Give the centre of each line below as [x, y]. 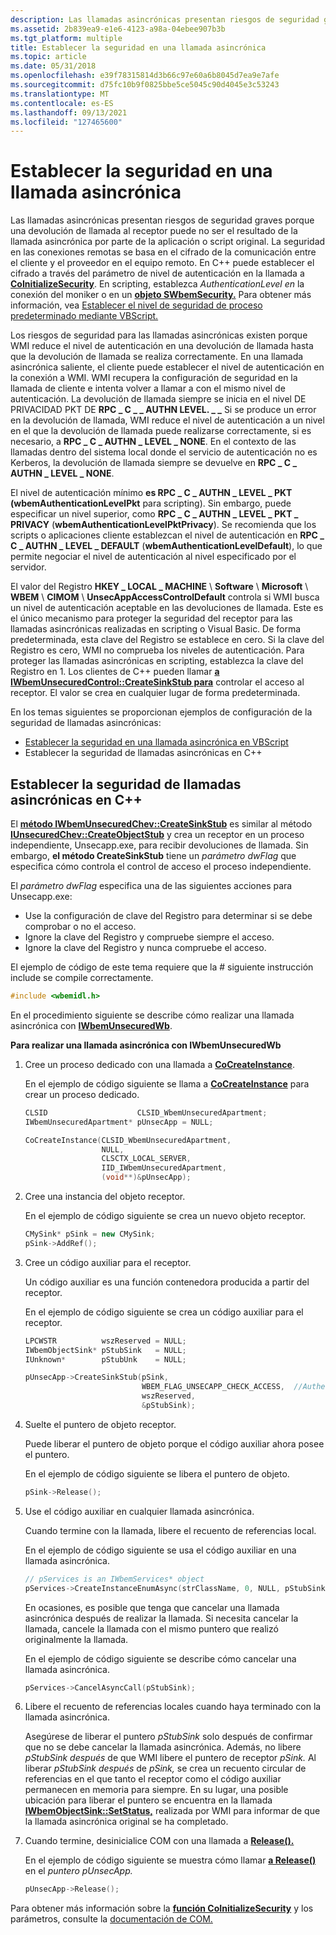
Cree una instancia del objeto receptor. [105, 1196]
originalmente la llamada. [76, 1639]
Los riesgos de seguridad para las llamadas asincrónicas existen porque [159, 335]
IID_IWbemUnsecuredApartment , [164, 1168]
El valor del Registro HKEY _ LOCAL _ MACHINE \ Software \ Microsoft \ [159, 587]
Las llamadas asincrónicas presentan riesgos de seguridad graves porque [162, 220]
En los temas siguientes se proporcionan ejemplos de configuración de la [161, 712]
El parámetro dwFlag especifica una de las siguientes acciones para [151, 885]
